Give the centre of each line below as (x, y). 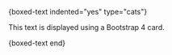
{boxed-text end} (37, 43)
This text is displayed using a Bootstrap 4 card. (86, 27)
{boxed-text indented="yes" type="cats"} (78, 12)
